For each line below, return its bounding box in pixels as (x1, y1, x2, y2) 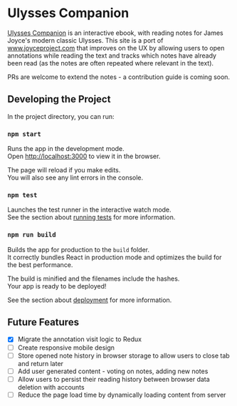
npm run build (7, 231, 56, 239)
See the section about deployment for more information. (7, 296, 172, 304)
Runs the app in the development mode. (7, 145, 125, 153)
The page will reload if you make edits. (7, 166, 121, 175)
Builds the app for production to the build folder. (7, 245, 150, 254)
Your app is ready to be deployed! (7, 281, 107, 290)
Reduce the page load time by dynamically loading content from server (17, 390, 226, 399)
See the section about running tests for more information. (7, 213, 176, 222)
